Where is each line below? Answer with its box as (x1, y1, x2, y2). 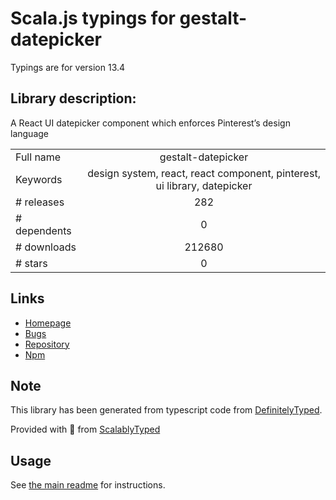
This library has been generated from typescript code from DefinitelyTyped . (10, 404, 323, 416)
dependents (15, 223, 72, 237)
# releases (15, 195, 65, 209)
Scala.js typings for (10, 7, 176, 30)
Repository (24, 338, 70, 350)
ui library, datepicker (155, 178, 253, 192)
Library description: (10, 90, 137, 107)
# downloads (15, 240, 77, 254)
